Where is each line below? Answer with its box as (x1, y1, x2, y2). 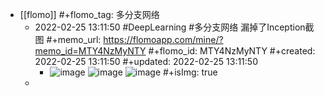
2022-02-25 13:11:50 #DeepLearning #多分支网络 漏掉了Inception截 (34, 21, 315, 33)
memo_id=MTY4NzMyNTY (34, 45, 147, 57)
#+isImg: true (163, 66, 218, 78)
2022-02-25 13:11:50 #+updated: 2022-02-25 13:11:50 (34, 56, 258, 67)
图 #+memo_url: (34, 34, 102, 45)
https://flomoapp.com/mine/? (103, 34, 224, 45)
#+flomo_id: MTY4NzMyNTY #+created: (148, 45, 316, 57)
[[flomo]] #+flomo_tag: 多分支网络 (19, 9, 160, 20)
